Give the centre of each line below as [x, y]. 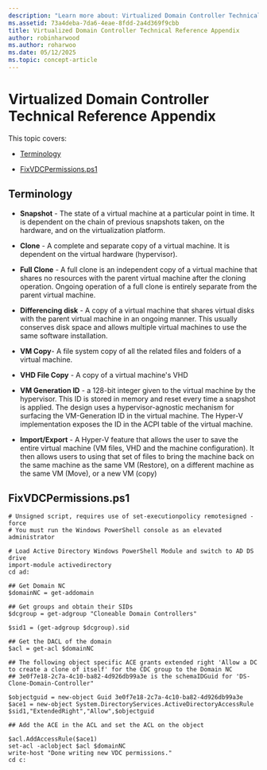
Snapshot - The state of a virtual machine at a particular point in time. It [137, 213]
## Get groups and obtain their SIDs [71, 607]
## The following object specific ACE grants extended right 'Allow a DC [133, 663]
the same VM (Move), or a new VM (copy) [88, 473]
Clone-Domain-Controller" [51, 684]
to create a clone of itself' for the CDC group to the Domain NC [120, 670]
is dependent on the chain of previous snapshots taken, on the [122, 222]
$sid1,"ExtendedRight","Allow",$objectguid [81, 712]
